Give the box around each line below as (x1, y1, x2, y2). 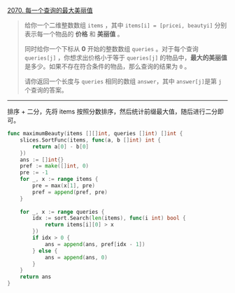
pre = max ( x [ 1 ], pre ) (32, 182, 96, 189)
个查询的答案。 (24, 86, 68, 94)
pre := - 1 (20, 169, 49, 177)
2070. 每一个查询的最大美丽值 (7, 6, 93, 14)
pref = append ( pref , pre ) (32, 189, 108, 196)
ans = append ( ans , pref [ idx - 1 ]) (44, 240, 145, 247)
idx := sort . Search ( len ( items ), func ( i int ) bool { (32, 214, 187, 222)
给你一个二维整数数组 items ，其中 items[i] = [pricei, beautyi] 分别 (24, 21, 227, 29)
